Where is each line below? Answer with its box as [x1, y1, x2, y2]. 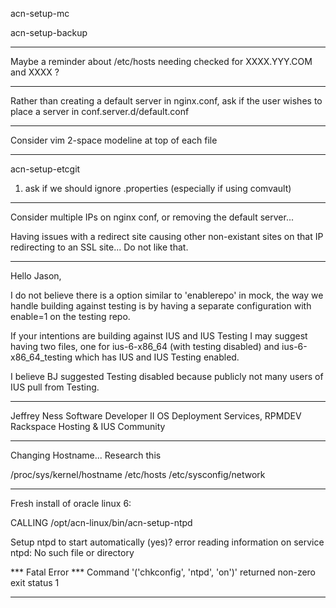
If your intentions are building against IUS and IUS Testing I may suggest [10, 330, 308, 342]
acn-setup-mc [10, 8, 70, 19]
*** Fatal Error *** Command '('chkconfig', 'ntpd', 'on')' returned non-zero [10, 566, 316, 578]
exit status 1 [10, 577, 60, 588]
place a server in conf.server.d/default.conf [10, 106, 190, 117]
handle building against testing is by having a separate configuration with [10, 300, 312, 312]
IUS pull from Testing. [10, 381, 100, 393]
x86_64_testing [10, 351, 73, 363]
